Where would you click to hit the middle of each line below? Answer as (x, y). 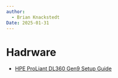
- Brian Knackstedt (36, 17)
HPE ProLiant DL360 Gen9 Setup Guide (63, 68)
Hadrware (31, 52)
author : (16, 12)
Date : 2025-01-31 (28, 23)
